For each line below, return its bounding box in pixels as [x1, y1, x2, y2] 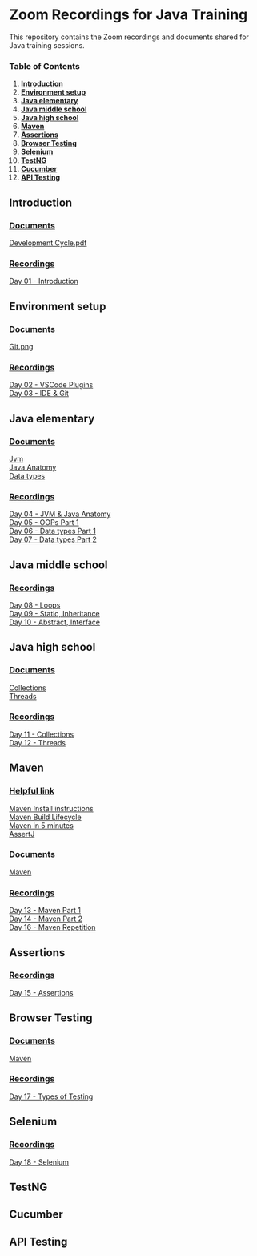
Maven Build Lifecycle [9, 812, 82, 822]
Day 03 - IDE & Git [9, 389, 69, 398]
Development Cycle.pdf [9, 238, 87, 248]
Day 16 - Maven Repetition [9, 923, 96, 932]
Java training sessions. [9, 40, 85, 50]
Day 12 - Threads [9, 737, 66, 747]
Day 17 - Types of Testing [9, 1092, 94, 1101]
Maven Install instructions [9, 803, 94, 813]
